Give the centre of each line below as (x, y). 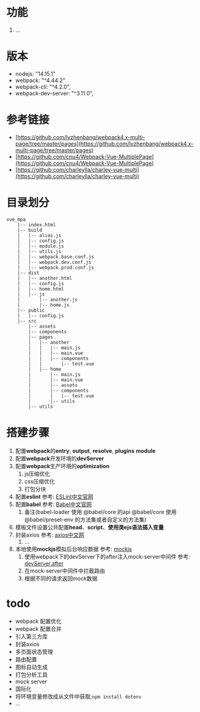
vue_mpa (16, 219)
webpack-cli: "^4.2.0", (43, 87)
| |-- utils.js (39, 251)
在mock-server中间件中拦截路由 (65, 571)
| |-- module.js (41, 246)
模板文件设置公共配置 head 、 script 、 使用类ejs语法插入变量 (89, 527)
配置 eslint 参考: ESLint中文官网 (54, 496)
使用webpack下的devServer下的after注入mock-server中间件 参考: (107, 556)
